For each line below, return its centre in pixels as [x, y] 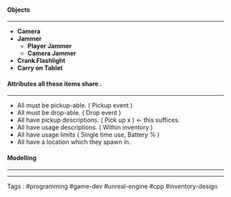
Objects [19, 10]
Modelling [22, 158]
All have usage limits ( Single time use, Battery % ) [88, 135]
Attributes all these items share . [54, 83]
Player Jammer [49, 46]
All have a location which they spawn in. [74, 142]
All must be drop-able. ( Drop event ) [69, 113]
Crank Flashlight [41, 61]
